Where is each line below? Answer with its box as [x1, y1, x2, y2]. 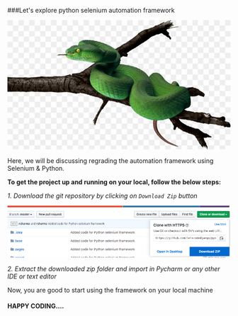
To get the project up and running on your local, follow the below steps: [7, 177, 222, 186]
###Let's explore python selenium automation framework [7, 6, 175, 14]
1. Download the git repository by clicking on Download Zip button [7, 191, 198, 200]
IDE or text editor [7, 272, 57, 281]
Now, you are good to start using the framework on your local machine [7, 286, 214, 294]
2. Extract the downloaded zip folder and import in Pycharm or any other [7, 264, 221, 273]
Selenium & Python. [7, 164, 65, 172]
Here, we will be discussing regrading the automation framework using [7, 156, 214, 165]
